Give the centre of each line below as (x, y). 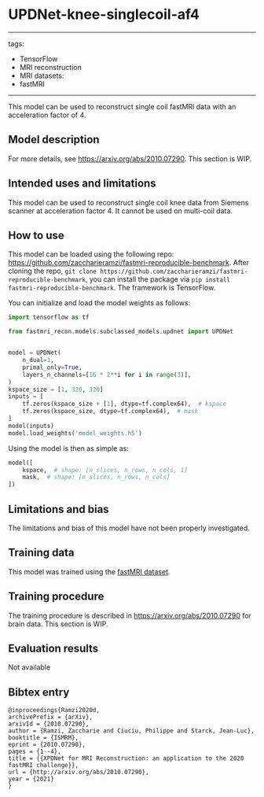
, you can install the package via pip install (158, 279)
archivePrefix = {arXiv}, (50, 718)
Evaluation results (53, 648)
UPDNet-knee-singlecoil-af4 (104, 15)
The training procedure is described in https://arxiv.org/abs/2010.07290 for (130, 615)
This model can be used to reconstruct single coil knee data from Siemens (128, 202)
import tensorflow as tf (49, 317)
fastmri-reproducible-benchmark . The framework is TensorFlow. (112, 288)
